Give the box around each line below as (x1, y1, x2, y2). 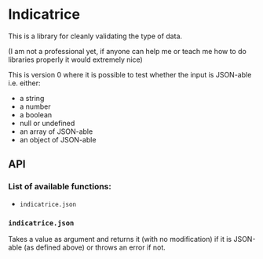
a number (19, 102, 51, 111)
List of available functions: (8, 182, 111, 192)
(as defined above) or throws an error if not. (23, 243, 166, 252)
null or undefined (19, 118, 75, 128)
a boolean (19, 110, 53, 119)
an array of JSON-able (19, 127, 93, 136)
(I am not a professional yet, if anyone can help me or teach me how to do (8, 46, 247, 56)
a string (19, 93, 45, 103)
